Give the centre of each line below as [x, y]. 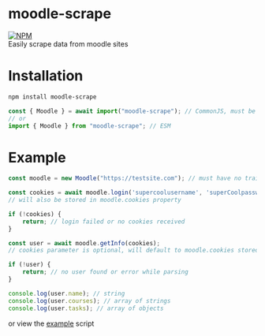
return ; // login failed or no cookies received [104, 222]
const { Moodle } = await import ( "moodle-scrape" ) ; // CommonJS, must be [132, 111]
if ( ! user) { [30, 265]
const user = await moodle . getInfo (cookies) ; [84, 243]
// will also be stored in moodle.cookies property [95, 200]
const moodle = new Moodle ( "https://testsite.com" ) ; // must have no [125, 178]
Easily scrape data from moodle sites [68, 43]
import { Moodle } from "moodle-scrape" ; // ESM [90, 126]
